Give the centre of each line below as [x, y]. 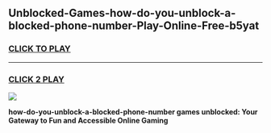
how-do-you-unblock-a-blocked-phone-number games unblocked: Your [133, 111]
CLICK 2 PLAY [36, 79]
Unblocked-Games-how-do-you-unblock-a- [122, 13]
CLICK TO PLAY [40, 49]
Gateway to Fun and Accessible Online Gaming [88, 120]
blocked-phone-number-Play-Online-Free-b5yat [134, 26]
